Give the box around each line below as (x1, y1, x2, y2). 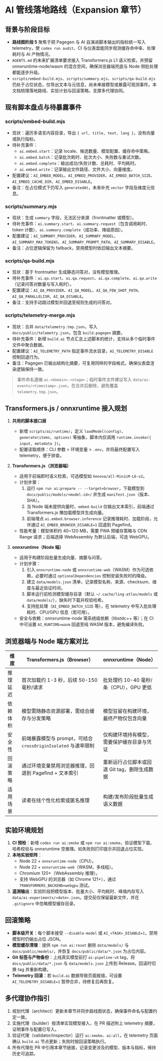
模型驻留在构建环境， (103, 708, 152, 714)
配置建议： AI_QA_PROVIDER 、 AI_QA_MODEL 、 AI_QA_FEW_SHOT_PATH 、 (12, 287, 142, 293)
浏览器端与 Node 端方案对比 (5, 637, 89, 645)
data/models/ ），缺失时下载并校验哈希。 (26, 597, 106, 603)
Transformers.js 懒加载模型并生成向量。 (26, 510, 106, 516)
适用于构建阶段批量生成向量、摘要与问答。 (19, 555, 105, 560)
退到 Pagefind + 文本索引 (21, 770, 79, 777)
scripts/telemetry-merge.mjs (5, 312, 75, 319)
